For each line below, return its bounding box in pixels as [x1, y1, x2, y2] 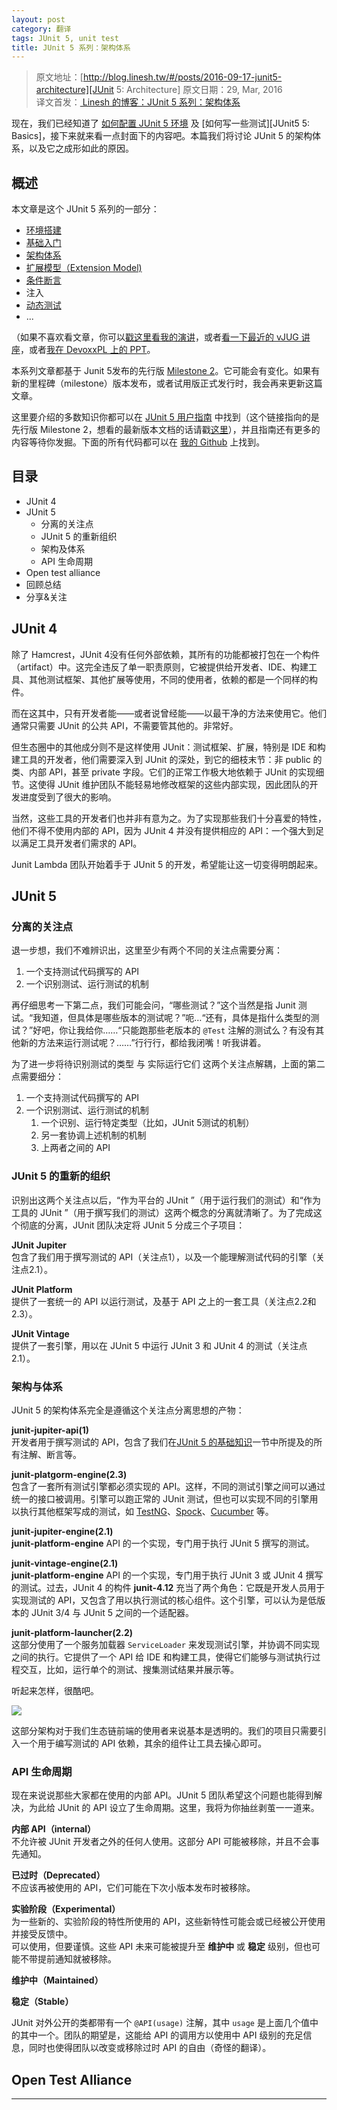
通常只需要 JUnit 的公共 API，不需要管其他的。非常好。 [11, 719, 239, 731]
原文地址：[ [35, 71, 84, 83]
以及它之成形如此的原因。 [28, 142, 134, 155]
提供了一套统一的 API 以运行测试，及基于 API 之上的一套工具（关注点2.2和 [11, 1295, 317, 1307]
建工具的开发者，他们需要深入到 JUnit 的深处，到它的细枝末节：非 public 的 [11, 753, 323, 765]
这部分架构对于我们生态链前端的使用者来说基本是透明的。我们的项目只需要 [11, 1724, 318, 1736]
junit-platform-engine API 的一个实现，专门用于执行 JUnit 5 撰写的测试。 [11, 1537, 315, 1549]
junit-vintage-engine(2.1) [11, 1557, 119, 1569]
